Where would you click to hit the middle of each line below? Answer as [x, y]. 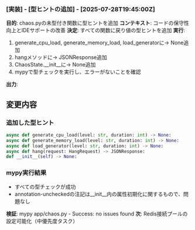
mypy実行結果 [26, 173]
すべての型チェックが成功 [45, 187]
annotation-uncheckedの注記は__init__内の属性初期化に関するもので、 [99, 194]
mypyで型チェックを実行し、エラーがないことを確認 [78, 72]
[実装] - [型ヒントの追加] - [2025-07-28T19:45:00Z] [81, 9]
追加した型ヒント [30, 123]
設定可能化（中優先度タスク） [42, 221]
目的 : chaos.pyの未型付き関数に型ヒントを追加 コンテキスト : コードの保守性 [97, 23]
